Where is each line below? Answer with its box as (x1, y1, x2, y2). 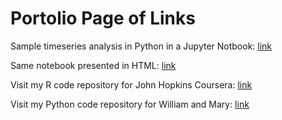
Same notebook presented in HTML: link (10, 59, 177, 71)
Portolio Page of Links (10, 7, 196, 30)
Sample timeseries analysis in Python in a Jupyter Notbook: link (10, 40, 273, 52)
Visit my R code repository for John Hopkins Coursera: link (10, 78, 253, 91)
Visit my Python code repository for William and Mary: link (10, 98, 250, 110)
